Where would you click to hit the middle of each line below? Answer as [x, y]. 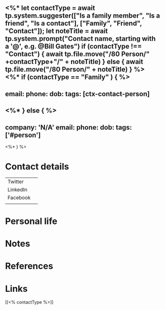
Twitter [16, 181]
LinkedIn [17, 190]
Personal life [31, 221]
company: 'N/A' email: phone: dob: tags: [68, 127]
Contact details [37, 167]
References [29, 266]
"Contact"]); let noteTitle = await [57, 31]
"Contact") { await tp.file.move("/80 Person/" [78, 54]
